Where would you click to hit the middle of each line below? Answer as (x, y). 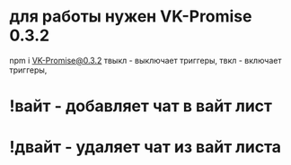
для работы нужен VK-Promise (131, 17)
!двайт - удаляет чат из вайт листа (145, 148)
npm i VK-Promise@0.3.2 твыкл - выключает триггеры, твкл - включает (145, 60)
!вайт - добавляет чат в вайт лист (141, 106)
